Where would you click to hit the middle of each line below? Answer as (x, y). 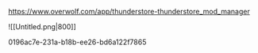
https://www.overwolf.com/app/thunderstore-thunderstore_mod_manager (129, 11)
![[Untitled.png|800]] (42, 26)
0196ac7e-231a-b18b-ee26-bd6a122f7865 (77, 42)
